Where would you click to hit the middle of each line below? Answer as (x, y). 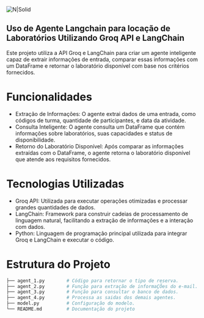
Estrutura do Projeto (59, 264)
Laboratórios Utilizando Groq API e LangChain (95, 38)
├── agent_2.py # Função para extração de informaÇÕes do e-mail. (102, 286)
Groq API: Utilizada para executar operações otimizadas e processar (101, 201)
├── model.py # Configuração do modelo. (71, 303)
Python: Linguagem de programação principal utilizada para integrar (101, 233)
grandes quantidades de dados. (55, 207)
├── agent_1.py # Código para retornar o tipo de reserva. (93, 281)
